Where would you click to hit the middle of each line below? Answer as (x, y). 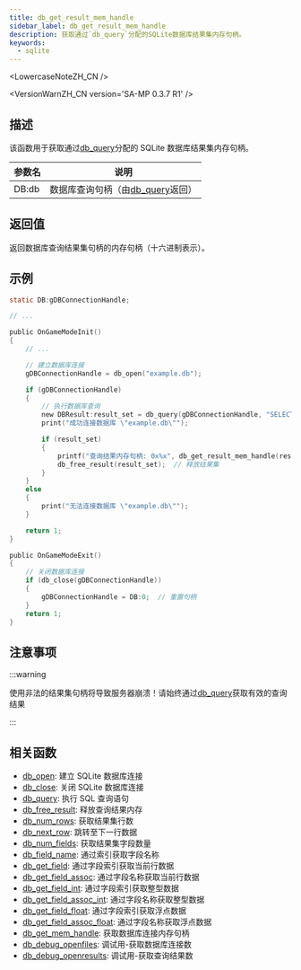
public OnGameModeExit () (56, 555)
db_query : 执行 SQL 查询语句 (76, 798)
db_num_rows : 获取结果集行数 (78, 821)
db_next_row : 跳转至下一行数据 (79, 833)
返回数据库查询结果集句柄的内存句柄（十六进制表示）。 (109, 247)
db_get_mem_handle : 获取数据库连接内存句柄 (106, 933)
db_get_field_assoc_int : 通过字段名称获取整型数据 (113, 900)
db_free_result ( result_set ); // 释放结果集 (138, 464)
